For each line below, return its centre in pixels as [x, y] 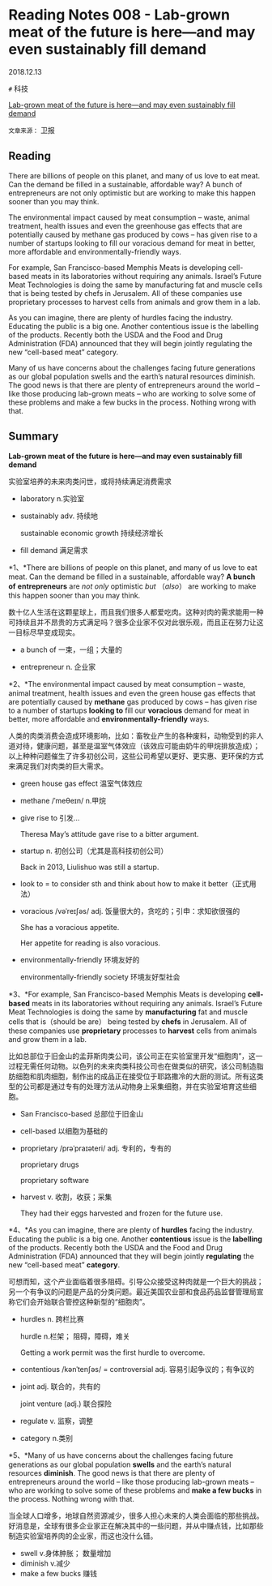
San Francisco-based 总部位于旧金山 [82, 1113]
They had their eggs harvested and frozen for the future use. [121, 1213]
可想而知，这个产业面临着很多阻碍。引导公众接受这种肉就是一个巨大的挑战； [136, 1281]
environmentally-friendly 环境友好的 [80, 959]
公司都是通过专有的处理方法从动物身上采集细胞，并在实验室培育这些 [136, 1086]
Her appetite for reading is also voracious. [90, 943]
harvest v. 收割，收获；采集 [66, 1197]
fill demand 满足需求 [54, 550]
